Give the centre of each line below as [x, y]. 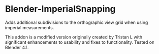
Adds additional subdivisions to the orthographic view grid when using [77, 22]
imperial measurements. [30, 27]
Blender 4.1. [17, 47]
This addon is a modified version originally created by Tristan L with [74, 37]
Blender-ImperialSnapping [60, 9]
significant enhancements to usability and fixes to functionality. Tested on [80, 42]
